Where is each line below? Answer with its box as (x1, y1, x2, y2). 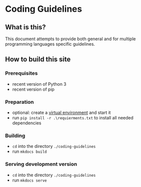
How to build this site (5, 55, 71, 64)
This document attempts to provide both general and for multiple (5, 36, 136, 42)
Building (5, 132, 26, 139)
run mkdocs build (12, 148, 47, 155)
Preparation (5, 98, 34, 105)
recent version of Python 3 (12, 81, 66, 87)
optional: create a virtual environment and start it (12, 109, 111, 116)
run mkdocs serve (12, 177, 47, 183)
